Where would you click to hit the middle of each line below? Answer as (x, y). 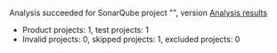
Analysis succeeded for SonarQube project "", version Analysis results (138, 13)
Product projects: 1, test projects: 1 (86, 30)
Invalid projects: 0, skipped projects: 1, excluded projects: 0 (131, 39)
